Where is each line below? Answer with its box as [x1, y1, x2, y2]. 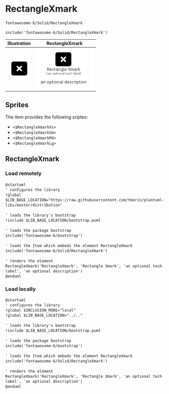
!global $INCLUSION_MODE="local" [5, 308, 76, 313]
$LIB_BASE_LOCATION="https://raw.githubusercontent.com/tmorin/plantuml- [5, 197, 165, 202]
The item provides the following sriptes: [5, 114, 88, 120]
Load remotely [5, 170, 42, 177]
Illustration [7, 40, 31, 46]
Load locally [5, 285, 36, 292]
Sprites [5, 100, 29, 109]
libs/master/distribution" [5, 202, 62, 207]
